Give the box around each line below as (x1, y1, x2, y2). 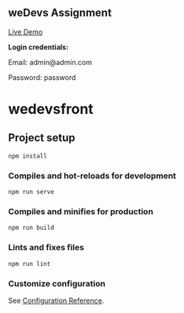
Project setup (8, 131, 76, 144)
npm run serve (8, 188, 55, 196)
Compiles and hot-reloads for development (8, 170, 177, 181)
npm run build (8, 224, 55, 232)
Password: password (8, 72, 76, 82)
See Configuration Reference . (8, 296, 105, 305)
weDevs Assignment (8, 6, 112, 20)
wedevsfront (8, 100, 94, 118)
